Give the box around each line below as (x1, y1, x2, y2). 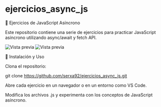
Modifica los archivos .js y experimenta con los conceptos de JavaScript (5, 92, 153, 98)
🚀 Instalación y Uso (5, 53, 44, 60)
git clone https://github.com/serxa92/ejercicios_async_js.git (5, 72, 127, 78)
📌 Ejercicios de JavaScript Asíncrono (5, 20, 80, 26)
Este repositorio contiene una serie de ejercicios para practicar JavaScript (5, 29, 156, 35)
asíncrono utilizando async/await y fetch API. (5, 35, 97, 40)
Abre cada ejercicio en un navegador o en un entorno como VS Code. (5, 82, 147, 88)
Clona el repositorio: (5, 63, 46, 69)
